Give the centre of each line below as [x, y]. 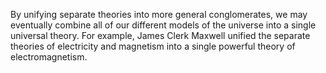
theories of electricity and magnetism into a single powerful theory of [153, 46]
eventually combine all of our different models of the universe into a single [163, 25]
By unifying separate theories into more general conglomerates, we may [159, 14]
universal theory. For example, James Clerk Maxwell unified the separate [160, 35]
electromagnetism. [49, 57]
